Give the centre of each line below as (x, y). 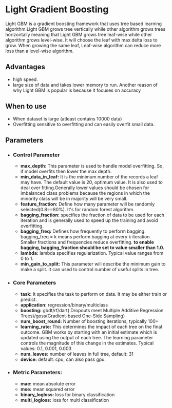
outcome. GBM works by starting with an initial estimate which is (89, 332)
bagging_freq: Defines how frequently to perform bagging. (83, 231)
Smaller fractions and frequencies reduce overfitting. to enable (87, 242)
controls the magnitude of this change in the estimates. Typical (87, 343)
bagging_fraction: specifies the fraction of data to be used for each (92, 215)
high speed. (25, 79)
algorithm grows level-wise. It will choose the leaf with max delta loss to (81, 40)
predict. (28, 299)
